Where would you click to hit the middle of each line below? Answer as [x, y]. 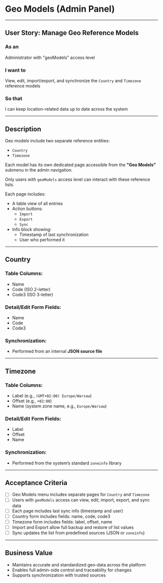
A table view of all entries [37, 204]
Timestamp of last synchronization [54, 234]
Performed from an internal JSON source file [57, 351]
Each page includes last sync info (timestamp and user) [68, 511]
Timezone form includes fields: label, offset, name [62, 522]
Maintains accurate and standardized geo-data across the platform [79, 564]
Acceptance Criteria [36, 483]
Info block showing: [32, 230]
